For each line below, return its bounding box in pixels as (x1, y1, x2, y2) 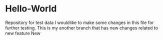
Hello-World (5, 3, 57, 14)
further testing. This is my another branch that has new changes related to (5, 24, 158, 30)
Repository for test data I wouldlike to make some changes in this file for (5, 19, 154, 25)
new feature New (5, 30, 41, 36)
